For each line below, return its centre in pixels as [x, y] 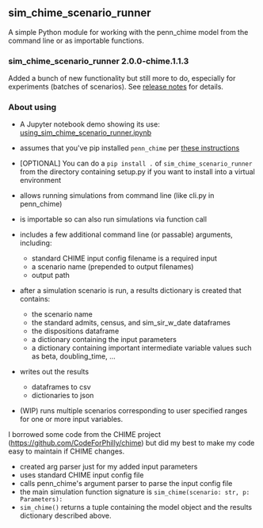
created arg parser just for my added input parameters [109, 467]
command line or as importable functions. [76, 40]
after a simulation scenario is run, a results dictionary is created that [130, 291]
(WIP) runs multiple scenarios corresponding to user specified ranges [133, 411]
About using [32, 108]
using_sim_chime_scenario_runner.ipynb [86, 133]
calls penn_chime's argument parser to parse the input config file [126, 484]
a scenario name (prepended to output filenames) [112, 267]
